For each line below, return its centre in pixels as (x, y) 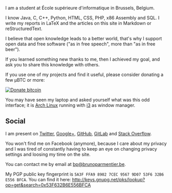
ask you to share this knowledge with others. (52, 65)
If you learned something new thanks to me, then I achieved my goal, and (83, 59)
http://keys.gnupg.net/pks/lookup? (109, 179)
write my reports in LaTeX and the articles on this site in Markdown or (79, 23)
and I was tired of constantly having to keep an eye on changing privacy (81, 149)
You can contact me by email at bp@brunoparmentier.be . (66, 164)
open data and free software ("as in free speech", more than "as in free (80, 44)
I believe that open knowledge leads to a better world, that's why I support (84, 39)
